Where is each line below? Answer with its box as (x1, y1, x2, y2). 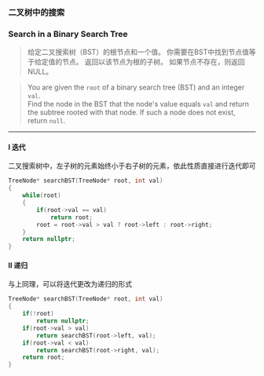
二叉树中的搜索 (8, 6, 65, 17)
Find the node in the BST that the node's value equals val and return (27, 100, 249, 109)
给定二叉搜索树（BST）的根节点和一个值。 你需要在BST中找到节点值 (27, 47, 249, 57)
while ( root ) (22, 192, 61, 199)
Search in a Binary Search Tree (8, 28, 128, 39)
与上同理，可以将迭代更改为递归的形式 (8, 279, 132, 289)
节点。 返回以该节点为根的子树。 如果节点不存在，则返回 (61, 57, 245, 67)
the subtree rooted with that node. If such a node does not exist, (27, 108, 236, 117)
